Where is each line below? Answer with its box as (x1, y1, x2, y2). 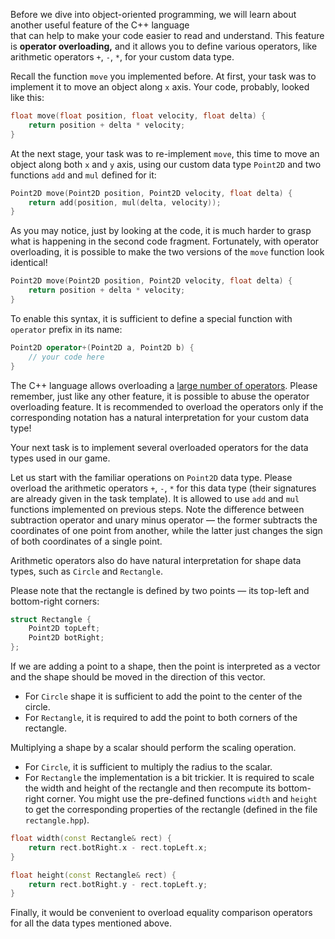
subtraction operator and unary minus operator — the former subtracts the (10, 514, 318, 526)
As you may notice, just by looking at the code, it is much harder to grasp (10, 225, 312, 237)
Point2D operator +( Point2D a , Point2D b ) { (10, 342, 195, 353)
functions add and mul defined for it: (10, 169, 157, 181)
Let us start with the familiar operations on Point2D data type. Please (10, 471, 293, 483)
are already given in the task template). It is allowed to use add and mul (10, 492, 300, 504)
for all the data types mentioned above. (10, 917, 172, 929)
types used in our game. (10, 452, 111, 464)
